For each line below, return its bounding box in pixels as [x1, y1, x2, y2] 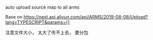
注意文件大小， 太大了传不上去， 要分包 [5, 29, 88, 35]
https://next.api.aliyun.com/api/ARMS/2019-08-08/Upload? [23, 14, 148, 19]
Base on [5, 14, 23, 19]
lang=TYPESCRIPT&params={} [5, 19, 70, 25]
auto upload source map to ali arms [5, 4, 80, 10]
